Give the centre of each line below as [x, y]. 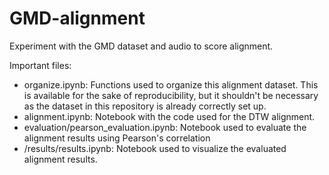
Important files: [40, 65]
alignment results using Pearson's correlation [117, 138]
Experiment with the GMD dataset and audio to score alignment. [141, 46]
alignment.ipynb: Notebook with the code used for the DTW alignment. [169, 116]
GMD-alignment [77, 18]
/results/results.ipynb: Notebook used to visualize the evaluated [155, 148]
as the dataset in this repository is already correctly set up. [145, 106]
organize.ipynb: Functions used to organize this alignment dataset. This [171, 84]
